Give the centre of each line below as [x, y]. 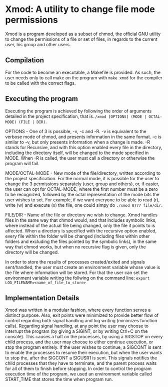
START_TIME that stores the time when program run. [59, 379]
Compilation [24, 60]
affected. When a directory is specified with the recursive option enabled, [81, 231]
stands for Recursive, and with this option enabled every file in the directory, [84, 147]
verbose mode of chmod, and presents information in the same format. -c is [83, 137]
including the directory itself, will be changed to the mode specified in [77, 153]
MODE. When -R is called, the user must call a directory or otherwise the [80, 158]
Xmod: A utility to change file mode [80, 9]
